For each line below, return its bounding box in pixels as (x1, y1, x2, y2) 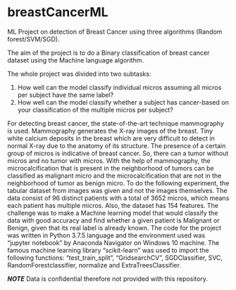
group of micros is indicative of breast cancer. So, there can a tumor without (7, 149, 229, 157)
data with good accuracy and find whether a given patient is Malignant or (7, 216, 220, 225)
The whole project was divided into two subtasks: (7, 70, 151, 78)
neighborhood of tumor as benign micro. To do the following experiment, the (7, 178, 230, 187)
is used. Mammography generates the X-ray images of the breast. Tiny (7, 126, 213, 135)
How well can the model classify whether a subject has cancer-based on (17, 98, 229, 106)
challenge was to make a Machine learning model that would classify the (7, 209, 218, 217)
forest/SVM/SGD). (7, 34, 60, 43)
